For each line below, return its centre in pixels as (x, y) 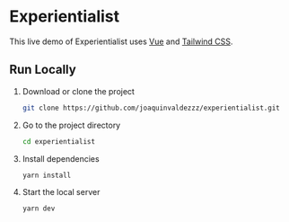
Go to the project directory (71, 125)
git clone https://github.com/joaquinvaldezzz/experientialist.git (151, 108)
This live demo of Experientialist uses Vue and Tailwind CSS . (121, 41)
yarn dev (39, 209)
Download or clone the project (78, 91)
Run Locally (43, 70)
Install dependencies (61, 158)
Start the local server (61, 192)
